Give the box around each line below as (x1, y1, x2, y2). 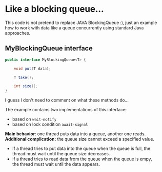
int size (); (14, 84, 38, 89)
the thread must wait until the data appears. (12, 161, 100, 167)
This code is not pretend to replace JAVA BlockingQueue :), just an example (5, 20, 157, 25)
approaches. (5, 30, 31, 36)
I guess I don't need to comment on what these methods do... (5, 97, 129, 103)
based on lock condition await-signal (12, 122, 88, 127)
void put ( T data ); (14, 66, 51, 71)
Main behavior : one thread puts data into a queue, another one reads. (5, 131, 146, 137)
